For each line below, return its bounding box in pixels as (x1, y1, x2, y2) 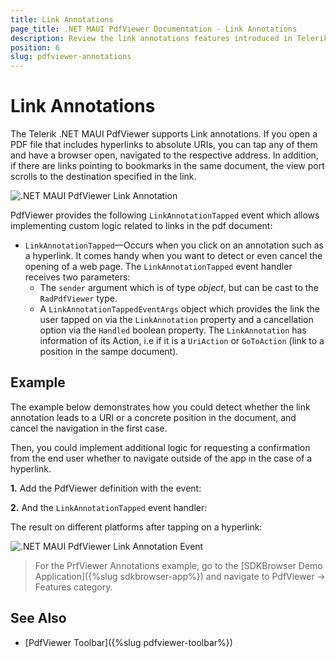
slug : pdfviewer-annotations (10, 52, 132, 62)
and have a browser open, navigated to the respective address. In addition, (10, 149, 319, 161)
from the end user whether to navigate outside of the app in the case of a (10, 452, 313, 464)
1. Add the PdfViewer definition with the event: (10, 482, 202, 494)
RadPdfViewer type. (39, 292, 118, 305)
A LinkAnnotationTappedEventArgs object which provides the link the (39, 303, 320, 315)
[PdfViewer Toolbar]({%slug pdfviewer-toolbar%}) (24, 636, 233, 648)
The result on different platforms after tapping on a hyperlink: (10, 521, 263, 533)
